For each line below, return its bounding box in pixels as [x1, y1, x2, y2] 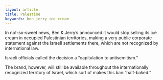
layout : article [5, 7, 38, 12]
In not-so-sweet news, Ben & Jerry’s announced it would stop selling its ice [5, 30, 157, 36]
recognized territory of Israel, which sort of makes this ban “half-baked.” [5, 70, 152, 76]
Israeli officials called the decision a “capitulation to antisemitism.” [5, 55, 138, 61]
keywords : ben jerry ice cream [5, 16, 69, 21]
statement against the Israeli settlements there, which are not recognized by [5, 40, 159, 46]
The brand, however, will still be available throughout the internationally [5, 64, 149, 70]
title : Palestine [5, 12, 41, 17]
